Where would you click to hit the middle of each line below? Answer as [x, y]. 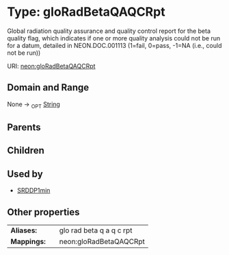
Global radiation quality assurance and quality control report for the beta [109, 31]
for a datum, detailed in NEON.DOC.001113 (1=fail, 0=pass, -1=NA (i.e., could [114, 45]
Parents [24, 127]
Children [26, 150]
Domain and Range [48, 87]
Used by [25, 174]
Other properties [43, 212]
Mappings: [28, 241]
